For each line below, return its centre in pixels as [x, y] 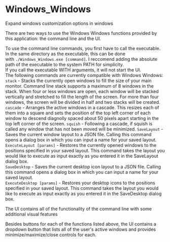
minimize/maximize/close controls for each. [51, 234]
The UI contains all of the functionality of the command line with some [79, 209]
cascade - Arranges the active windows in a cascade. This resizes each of [82, 107]
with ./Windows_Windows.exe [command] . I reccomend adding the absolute [81, 59]
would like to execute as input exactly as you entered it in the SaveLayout [82, 156]
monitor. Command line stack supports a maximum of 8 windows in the [79, 86]
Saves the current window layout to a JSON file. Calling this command [78, 134]
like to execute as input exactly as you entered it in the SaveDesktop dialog [83, 193]
